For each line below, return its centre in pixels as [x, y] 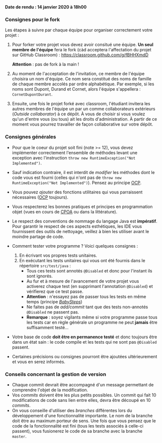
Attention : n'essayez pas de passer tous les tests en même [86, 296]
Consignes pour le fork [32, 19]
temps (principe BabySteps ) [54, 301]
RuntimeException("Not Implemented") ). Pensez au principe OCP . [77, 182]
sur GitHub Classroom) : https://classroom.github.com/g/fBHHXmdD [80, 55]
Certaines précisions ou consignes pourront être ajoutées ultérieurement [84, 356]
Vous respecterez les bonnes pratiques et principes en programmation [82, 206]
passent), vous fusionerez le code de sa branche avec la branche [77, 431]
